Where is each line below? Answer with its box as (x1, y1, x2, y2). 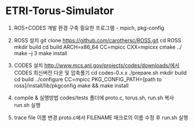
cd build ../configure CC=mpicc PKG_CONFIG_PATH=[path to (13, 75, 162, 83)
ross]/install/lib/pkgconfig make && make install (13, 82, 129, 89)
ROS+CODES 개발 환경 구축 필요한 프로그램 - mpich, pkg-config (13, 24, 165, 31)
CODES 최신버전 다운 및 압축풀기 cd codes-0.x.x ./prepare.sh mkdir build (13, 69, 187, 76)
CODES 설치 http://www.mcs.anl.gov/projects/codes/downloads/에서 (13, 62, 180, 69)
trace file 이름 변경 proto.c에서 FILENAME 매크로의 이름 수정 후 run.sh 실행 (13, 113, 189, 121)
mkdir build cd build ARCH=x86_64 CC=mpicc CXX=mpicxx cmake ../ (13, 43, 182, 51)
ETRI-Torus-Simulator (5, 4, 114, 18)
